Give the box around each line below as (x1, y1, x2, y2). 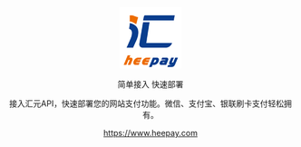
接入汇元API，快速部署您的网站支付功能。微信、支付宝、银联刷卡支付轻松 (8, 98, 285, 109)
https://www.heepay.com (103, 128, 198, 138)
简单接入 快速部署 (117, 79, 184, 89)
